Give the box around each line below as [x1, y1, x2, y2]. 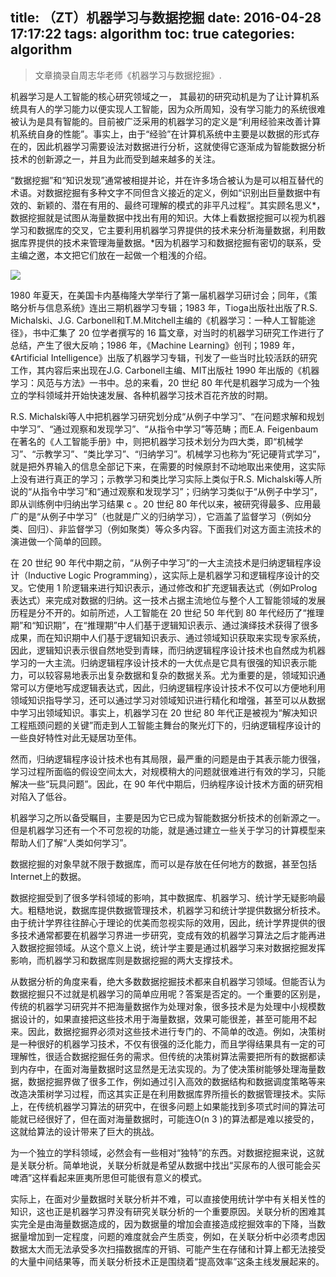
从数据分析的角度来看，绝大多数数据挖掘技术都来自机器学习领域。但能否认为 [10, 975, 326, 987]
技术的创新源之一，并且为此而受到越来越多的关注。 [10, 153, 221, 165]
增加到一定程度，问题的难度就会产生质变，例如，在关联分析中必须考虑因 [27, 1230, 326, 1242]
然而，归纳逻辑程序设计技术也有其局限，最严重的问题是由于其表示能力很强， [10, 753, 326, 765]
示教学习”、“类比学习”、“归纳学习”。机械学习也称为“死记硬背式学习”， [35, 448, 326, 460]
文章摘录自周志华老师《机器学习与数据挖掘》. [34, 69, 222, 81]
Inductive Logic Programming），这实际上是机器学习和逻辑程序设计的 [27, 569, 312, 581]
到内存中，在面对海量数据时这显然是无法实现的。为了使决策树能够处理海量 [10, 1063, 317, 1075]
